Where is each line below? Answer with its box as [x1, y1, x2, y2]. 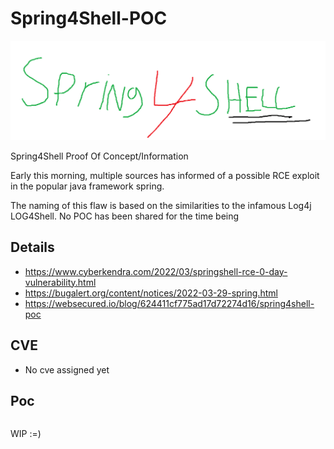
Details [10, 239, 55, 256]
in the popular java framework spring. [10, 180, 165, 192]
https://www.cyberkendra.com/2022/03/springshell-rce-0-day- [24, 265, 288, 277]
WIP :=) [10, 428, 42, 440]
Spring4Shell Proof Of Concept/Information [10, 150, 189, 162]
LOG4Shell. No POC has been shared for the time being [10, 210, 240, 222]
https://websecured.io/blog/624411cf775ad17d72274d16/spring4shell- [24, 297, 315, 309]
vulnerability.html [24, 276, 97, 288]
